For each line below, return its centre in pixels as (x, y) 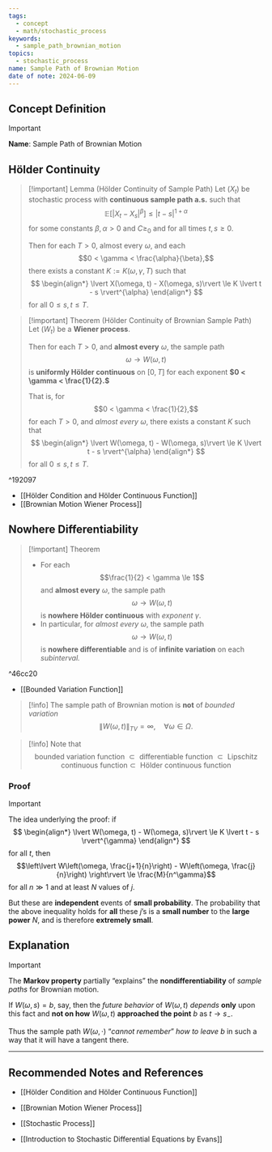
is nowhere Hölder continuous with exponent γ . (121, 615)
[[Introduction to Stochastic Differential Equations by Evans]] (121, 1139)
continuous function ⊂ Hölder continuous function (146, 765)
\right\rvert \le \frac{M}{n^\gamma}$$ (152, 874)
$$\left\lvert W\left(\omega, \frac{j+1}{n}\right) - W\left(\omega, (123, 866)
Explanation (39, 945)
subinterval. (60, 657)
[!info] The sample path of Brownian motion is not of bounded (131, 704)
